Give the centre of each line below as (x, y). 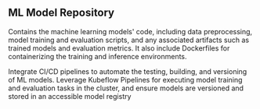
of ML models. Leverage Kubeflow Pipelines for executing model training (125, 79)
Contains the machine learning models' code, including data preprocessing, (130, 31)
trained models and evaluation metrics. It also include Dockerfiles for (119, 48)
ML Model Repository (61, 13)
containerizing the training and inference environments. (97, 56)
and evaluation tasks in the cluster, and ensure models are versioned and (126, 88)
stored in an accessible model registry (70, 96)
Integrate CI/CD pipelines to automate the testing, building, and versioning (128, 71)
